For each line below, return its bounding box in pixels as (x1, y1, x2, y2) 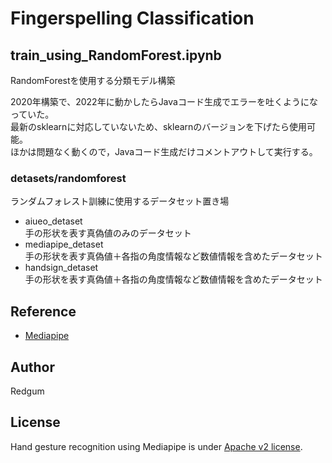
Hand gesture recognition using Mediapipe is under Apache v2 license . (10, 440, 303, 452)
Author (10, 358, 55, 376)
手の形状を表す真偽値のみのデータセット (24, 227, 192, 239)
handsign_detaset (24, 262, 99, 274)
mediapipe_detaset (24, 238, 104, 251)
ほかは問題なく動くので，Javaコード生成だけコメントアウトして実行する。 (10, 146, 318, 157)
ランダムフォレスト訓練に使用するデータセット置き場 (10, 195, 230, 207)
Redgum (10, 385, 45, 397)
